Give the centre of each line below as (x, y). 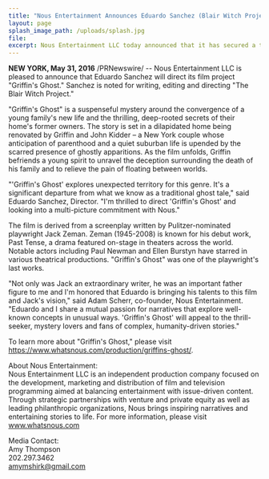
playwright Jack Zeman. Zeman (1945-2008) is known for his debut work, (130, 234)
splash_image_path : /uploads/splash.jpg (77, 30)
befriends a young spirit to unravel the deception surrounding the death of (131, 160)
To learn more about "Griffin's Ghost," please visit (90, 342)
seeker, (20, 326)
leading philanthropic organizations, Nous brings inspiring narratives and (128, 409)
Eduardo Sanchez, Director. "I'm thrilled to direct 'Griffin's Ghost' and (122, 202)
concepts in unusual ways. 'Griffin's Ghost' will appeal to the (132, 318)
